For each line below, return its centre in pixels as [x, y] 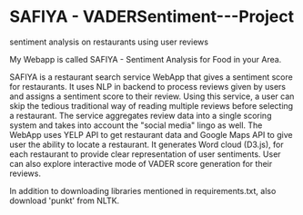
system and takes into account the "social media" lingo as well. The [136, 125]
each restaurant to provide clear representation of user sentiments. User [145, 154]
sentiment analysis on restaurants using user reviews [109, 42]
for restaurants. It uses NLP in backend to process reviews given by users [148, 86]
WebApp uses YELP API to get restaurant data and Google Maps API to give [151, 134]
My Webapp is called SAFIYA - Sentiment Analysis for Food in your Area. [146, 59]
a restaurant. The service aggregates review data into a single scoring [141, 115]
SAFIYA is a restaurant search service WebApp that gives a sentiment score [151, 77]
